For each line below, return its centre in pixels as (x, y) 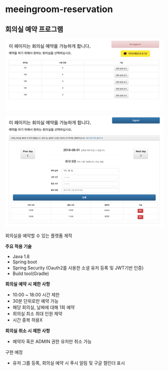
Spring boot (25, 262)
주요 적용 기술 (18, 247)
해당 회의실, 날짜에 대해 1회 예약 (44, 307)
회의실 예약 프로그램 (34, 29)
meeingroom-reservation (59, 9)
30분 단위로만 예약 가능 (35, 301)
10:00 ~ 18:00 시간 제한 (36, 295)
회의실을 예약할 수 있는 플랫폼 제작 (39, 236)
